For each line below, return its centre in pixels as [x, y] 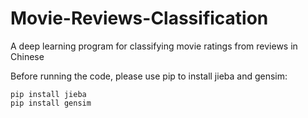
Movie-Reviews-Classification [139, 18]
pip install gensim [51, 103]
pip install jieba [48, 94]
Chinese [27, 56]
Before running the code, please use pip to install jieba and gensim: [149, 76]
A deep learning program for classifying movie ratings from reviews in [154, 46]
